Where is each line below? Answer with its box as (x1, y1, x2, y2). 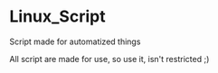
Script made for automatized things (9, 36, 141, 47)
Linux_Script (9, 6, 106, 27)
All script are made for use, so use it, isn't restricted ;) (9, 53, 210, 64)
